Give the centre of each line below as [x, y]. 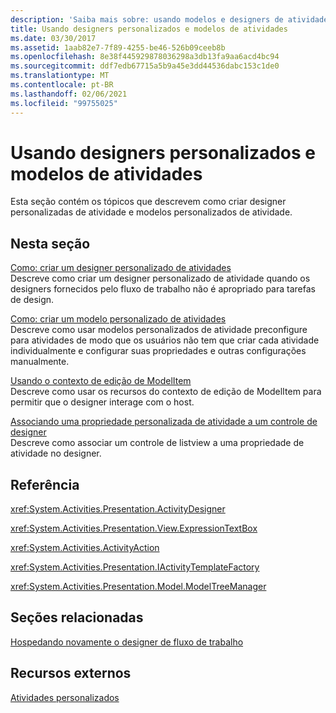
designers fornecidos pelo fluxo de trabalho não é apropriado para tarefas [163, 289]
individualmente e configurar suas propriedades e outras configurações [158, 351]
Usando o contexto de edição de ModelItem [101, 381]
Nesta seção [50, 243]
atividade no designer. [56, 453]
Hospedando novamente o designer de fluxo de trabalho [127, 642]
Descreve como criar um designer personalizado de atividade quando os [160, 278]
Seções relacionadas [77, 617]
